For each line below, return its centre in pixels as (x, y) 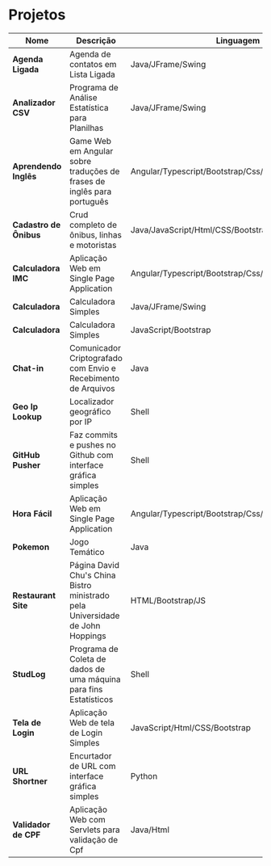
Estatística (89, 107)
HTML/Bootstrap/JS (168, 600)
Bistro (81, 585)
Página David (94, 565)
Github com (92, 455)
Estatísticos (92, 699)
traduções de (95, 171)
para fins (86, 689)
